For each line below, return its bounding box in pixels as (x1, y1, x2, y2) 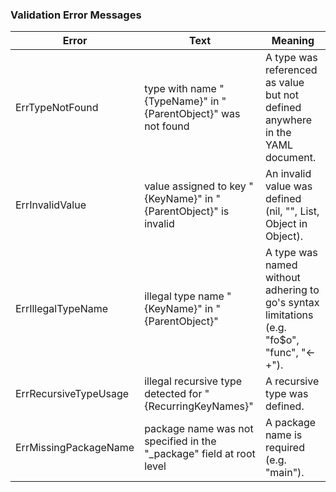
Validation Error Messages (10, 8, 142, 22)
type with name (144, 82, 217, 96)
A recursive (264, 374, 320, 388)
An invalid (264, 167, 312, 181)
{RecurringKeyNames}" (144, 399, 254, 413)
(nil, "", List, (264, 204, 320, 218)
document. (264, 151, 317, 165)
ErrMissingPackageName (15, 441, 135, 455)
